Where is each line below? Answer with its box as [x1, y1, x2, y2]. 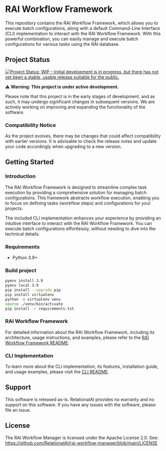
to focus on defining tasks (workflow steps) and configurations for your [5, 200, 151, 206]
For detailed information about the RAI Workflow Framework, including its [5, 329, 155, 335]
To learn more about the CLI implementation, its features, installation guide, [5, 363, 159, 369]
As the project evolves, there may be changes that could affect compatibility [5, 133, 161, 139]
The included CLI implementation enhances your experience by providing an [5, 215, 161, 221]
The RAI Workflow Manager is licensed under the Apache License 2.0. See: [5, 435, 159, 441]
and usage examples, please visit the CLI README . [5, 369, 110, 375]
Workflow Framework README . [5, 339, 69, 345]
